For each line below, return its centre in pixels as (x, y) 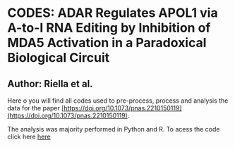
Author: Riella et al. (50, 83)
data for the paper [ (36, 108)
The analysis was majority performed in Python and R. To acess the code (114, 129)
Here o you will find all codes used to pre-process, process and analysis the (118, 101)
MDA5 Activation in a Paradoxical (107, 43)
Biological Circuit (59, 58)
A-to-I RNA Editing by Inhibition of (109, 28)
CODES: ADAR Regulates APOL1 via (113, 13)
